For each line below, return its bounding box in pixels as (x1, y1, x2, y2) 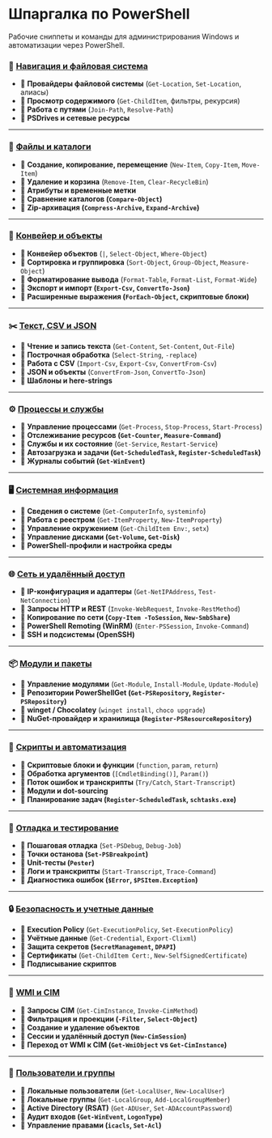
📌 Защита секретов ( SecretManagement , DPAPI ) (19, 942, 176, 952)
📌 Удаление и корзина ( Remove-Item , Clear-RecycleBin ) (19, 176, 209, 186)
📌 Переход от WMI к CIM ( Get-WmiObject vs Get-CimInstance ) (19, 1039, 227, 1049)
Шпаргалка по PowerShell (8, 5, 190, 23)
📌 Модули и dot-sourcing (19, 786, 108, 796)
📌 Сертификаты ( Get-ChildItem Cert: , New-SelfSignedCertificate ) (19, 950, 248, 960)
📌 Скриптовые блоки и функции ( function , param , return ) (19, 760, 219, 770)
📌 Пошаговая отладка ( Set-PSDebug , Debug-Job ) (19, 840, 182, 850)
